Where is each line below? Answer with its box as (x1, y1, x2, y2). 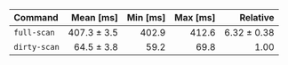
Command (13, 12, 60, 23)
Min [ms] (126, 12, 166, 23)
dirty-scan (13, 42, 60, 52)
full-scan (13, 28, 55, 37)
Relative (239, 12, 275, 23)
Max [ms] (174, 12, 216, 23)
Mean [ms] (70, 12, 118, 23)
